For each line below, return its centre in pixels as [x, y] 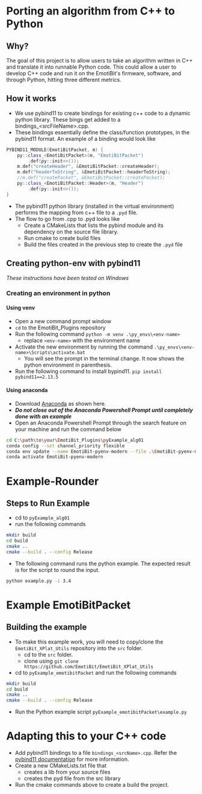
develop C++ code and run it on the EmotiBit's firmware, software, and [94, 73]
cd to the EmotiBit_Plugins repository [60, 327]
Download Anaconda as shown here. [60, 403]
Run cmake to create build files [62, 238]
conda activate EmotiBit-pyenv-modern [55, 457]
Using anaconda [27, 390]
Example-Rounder [53, 481]
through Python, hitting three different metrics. [64, 80]
